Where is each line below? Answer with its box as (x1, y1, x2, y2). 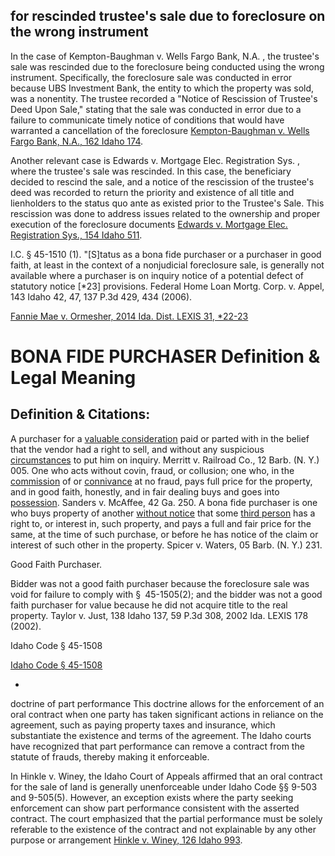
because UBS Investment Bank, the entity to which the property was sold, (10, 82, 315, 94)
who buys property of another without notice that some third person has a (10, 507, 316, 519)
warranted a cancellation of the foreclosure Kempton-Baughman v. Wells (10, 124, 310, 136)
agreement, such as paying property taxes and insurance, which (10, 719, 276, 731)
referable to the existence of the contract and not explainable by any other (10, 823, 317, 835)
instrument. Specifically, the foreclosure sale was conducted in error (10, 71, 293, 83)
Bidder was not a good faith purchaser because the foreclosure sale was (10, 577, 310, 589)
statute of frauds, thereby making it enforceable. (10, 750, 210, 763)
